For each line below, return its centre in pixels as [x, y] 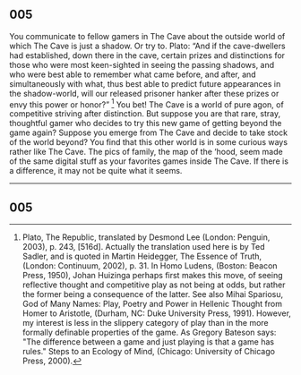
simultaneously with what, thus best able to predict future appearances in [145, 83]
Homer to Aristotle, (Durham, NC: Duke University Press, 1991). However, [156, 313]
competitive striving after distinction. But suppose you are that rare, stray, [145, 114]
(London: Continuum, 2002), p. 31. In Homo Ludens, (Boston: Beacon [150, 266]
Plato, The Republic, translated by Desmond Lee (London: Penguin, [146, 237]
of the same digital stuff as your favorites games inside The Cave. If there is [149, 161]
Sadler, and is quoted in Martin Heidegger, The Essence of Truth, [142, 256]
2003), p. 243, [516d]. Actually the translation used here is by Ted [143, 247]
